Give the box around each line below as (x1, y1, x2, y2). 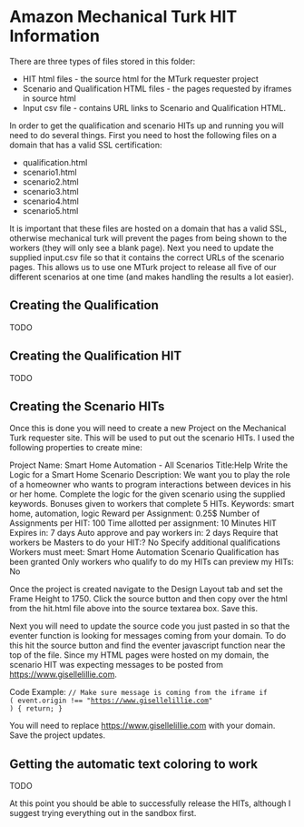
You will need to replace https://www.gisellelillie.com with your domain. (9, 721, 276, 731)
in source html (22, 93, 77, 104)
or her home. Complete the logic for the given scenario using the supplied (9, 489, 286, 499)
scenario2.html (22, 176, 79, 187)
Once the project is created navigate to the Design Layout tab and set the (9, 584, 283, 595)
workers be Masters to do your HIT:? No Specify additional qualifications (9, 537, 281, 548)
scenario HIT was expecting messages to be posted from (9, 660, 224, 671)
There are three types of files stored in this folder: (9, 55, 196, 66)
